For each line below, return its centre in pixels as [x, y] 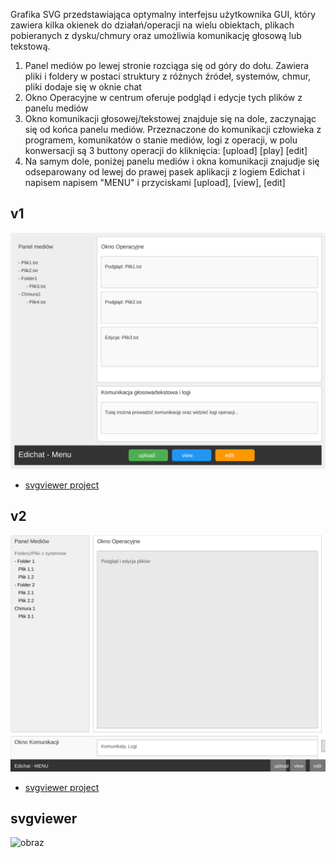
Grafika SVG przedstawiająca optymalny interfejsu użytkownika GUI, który [163, 14]
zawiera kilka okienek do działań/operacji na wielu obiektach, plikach [152, 25]
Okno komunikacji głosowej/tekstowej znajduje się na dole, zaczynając [170, 118]
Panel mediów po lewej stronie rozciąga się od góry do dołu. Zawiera [167, 65]
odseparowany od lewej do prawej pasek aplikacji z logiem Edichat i [164, 172]
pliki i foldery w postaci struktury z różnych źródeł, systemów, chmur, [168, 76]
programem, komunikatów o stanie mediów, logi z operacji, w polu [161, 140]
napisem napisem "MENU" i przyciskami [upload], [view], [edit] [155, 182]
